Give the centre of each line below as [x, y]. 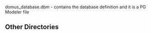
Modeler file [17, 12]
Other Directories [32, 27]
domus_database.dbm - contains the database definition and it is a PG [75, 7]
